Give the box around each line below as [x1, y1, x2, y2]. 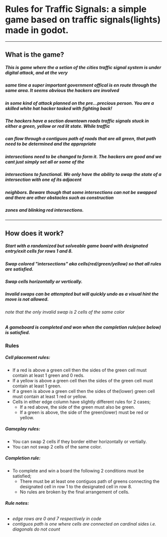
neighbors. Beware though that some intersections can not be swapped [5, 189, 157, 195]
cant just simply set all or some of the [5, 159, 84, 165]
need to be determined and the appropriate [5, 141, 96, 147]
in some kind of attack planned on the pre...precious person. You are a [5, 100, 154, 106]
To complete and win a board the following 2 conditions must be [12, 467, 144, 473]
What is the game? [5, 51, 65, 59]
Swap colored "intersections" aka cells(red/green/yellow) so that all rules [5, 261, 162, 267]
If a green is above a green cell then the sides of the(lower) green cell [12, 388, 155, 394]
